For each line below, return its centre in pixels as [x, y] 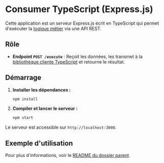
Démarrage [23, 78]
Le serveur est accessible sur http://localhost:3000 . [61, 127]
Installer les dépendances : [41, 90]
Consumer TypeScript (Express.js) [79, 9]
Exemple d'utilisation [39, 143]
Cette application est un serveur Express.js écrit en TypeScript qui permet [82, 23]
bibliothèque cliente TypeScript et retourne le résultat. [69, 62]
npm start [23, 118]
